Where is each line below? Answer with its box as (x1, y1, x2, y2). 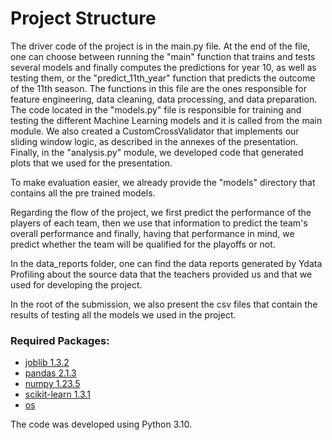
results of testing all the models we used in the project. (10, 308, 237, 321)
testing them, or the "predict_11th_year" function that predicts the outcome (10, 72, 316, 84)
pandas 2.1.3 (24, 367, 77, 379)
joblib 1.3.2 (24, 357, 70, 369)
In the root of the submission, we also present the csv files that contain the (10, 298, 318, 310)
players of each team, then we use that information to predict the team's (10, 217, 308, 229)
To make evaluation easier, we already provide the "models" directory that (10, 176, 316, 188)
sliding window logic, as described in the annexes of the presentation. (10, 135, 299, 147)
